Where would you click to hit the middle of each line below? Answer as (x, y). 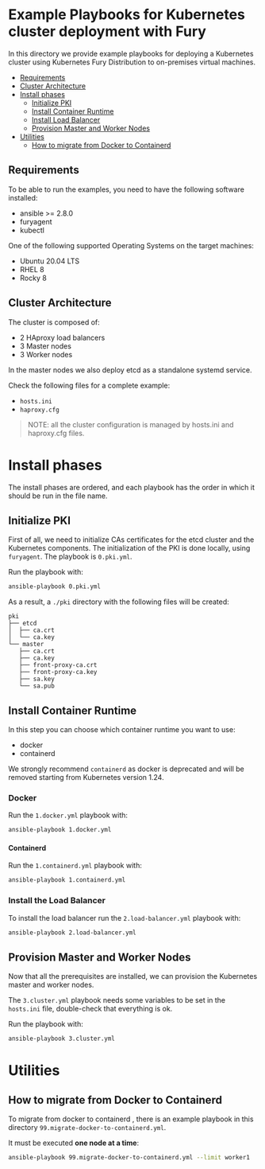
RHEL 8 (32, 269)
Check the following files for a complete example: (89, 385)
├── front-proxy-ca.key (58, 672)
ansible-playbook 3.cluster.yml (61, 1039)
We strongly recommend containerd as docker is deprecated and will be (126, 769)
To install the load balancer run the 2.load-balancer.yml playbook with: (125, 918)
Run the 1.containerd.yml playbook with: (75, 866)
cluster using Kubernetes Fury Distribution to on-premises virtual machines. (132, 62)
